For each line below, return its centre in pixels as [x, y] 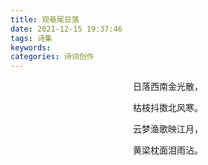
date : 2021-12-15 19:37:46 [66, 29]
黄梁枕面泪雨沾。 [168, 150]
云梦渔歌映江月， [168, 129]
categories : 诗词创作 [52, 57]
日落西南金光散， [168, 87]
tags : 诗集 [31, 38]
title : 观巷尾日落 [45, 19]
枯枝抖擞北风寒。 [168, 108]
